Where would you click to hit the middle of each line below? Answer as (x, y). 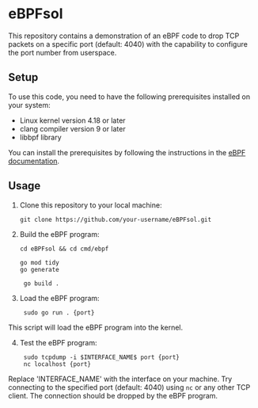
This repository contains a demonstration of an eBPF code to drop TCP (124, 36)
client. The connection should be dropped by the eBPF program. (113, 395)
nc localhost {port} (57, 364)
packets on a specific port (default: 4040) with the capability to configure (128, 44)
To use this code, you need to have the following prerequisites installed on (129, 97)
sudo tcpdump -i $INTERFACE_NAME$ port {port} (101, 357)
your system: (30, 105)
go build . (41, 283)
